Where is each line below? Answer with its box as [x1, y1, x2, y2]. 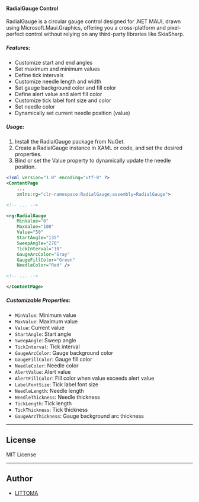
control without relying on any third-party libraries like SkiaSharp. [25, 30, 185, 38]
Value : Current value [14, 324, 65, 331]
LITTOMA [14, 490, 38, 497]
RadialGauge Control [6, 5, 59, 12]
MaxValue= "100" [17, 224, 54, 230]
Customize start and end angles [14, 59, 93, 66]
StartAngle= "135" [17, 235, 60, 241]
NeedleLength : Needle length [14, 387, 84, 394]
